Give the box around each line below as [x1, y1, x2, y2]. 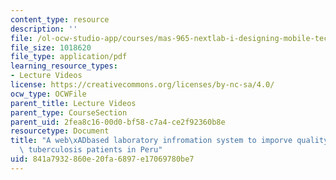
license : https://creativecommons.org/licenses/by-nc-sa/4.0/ [10, 80, 275, 90]
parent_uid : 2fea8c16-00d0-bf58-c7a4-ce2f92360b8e [10, 117, 226, 127]
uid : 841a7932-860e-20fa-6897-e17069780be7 [10, 154, 195, 164]
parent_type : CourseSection [10, 107, 128, 118]
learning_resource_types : [10, 61, 118, 71]
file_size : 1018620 [10, 42, 92, 53]
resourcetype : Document [10, 126, 110, 136]
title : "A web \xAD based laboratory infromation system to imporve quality [10, 136, 329, 146]
